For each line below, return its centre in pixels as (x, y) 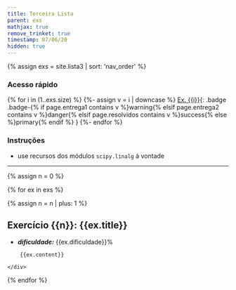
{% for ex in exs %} (35, 190)
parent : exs (25, 20)
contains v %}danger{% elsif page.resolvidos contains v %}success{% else (117, 115)
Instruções (26, 140)
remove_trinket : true (39, 33)
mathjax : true (28, 27)
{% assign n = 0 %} (36, 176)
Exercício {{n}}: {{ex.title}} (67, 225)
